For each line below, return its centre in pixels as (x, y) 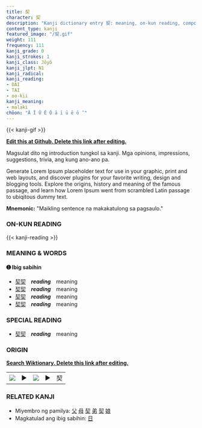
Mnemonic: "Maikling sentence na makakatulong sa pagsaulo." (85, 209)
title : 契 (18, 12)
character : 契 (23, 17)
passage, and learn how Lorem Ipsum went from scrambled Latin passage (98, 190)
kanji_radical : (25, 74)
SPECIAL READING (34, 320)
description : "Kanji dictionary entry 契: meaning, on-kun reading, (93, 23)
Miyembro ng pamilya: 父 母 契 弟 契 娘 (63, 411)
